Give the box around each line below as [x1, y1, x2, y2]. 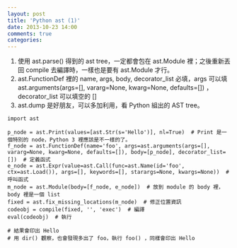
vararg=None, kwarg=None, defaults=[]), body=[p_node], [7, 149, 175, 156]
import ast [7, 115, 40, 122]
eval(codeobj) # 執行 [7, 213, 72, 221]
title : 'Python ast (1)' [7, 17, 81, 24]
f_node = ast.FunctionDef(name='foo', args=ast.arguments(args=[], [7, 143, 211, 150]
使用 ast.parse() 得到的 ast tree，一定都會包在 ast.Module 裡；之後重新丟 [17, 57, 231, 66]
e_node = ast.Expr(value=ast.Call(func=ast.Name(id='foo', [7, 163, 185, 170]
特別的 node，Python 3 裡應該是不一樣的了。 [12, 136, 131, 143]
